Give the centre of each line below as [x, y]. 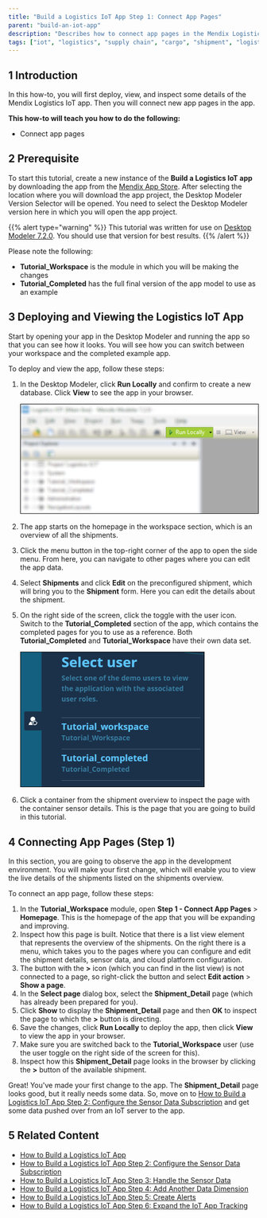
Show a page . [43, 985]
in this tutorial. [43, 817]
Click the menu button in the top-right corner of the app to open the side [138, 550]
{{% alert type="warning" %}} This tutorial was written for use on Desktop [130, 227]
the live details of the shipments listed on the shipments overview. [116, 878]
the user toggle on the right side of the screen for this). [110, 1052]
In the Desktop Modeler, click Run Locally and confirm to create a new [135, 384]
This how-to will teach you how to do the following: [94, 119]
